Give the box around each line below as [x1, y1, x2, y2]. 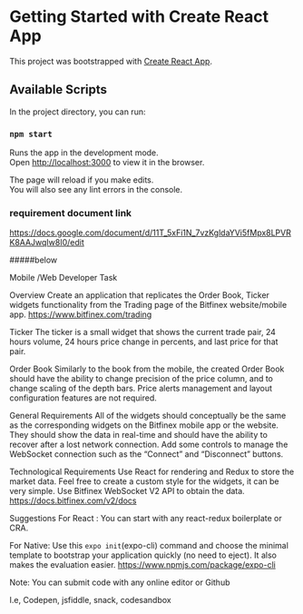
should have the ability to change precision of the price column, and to [9, 373, 274, 384]
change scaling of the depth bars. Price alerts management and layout [9, 383, 273, 394]
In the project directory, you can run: [9, 106, 146, 117]
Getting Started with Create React [9, 6, 269, 27]
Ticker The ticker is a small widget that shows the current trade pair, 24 [9, 327, 277, 338]
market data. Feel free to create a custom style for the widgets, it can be [9, 476, 279, 487]
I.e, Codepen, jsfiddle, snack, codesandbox [9, 595, 171, 606]
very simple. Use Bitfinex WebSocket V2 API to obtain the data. [9, 486, 245, 497]
